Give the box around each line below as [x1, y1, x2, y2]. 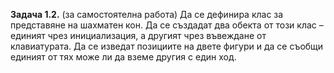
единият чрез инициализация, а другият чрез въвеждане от [10, 30, 267, 41]
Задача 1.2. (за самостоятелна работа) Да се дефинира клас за [10, 9, 284, 20]
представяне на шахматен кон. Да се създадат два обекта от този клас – [10, 19, 324, 31]
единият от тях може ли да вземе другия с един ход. [10, 51, 237, 63]
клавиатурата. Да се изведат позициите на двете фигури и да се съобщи [10, 40, 324, 52]
